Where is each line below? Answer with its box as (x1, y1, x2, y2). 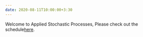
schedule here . (5, 26, 35, 32)
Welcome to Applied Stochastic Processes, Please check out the (5, 21, 138, 27)
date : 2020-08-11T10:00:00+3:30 (5, 7, 72, 12)
